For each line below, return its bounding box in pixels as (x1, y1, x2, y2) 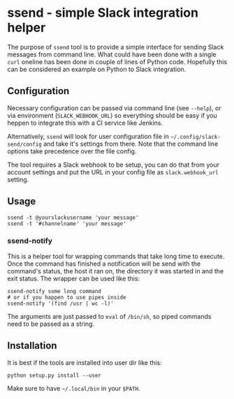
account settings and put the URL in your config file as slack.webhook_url (7, 167, 219, 176)
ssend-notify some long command (7, 287, 101, 294)
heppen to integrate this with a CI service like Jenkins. (7, 119, 163, 127)
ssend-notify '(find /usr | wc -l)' (7, 300, 114, 307)
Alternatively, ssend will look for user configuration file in (7, 132, 169, 140)
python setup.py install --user (7, 372, 101, 379)
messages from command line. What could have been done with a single (7, 50, 217, 59)
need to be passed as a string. (7, 319, 95, 328)
